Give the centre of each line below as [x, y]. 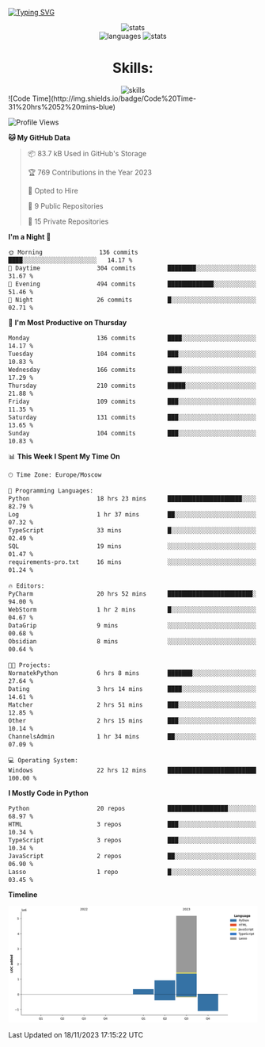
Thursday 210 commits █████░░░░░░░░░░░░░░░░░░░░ [132, 385]
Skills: [133, 68]
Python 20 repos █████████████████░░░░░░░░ [132, 808]
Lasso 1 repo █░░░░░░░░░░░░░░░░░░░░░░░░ [132, 872]
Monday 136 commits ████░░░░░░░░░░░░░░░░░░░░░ [132, 338]
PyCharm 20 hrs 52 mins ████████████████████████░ [132, 594]
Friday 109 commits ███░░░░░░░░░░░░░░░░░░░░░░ [132, 401]
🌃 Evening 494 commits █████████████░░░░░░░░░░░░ [132, 284]
